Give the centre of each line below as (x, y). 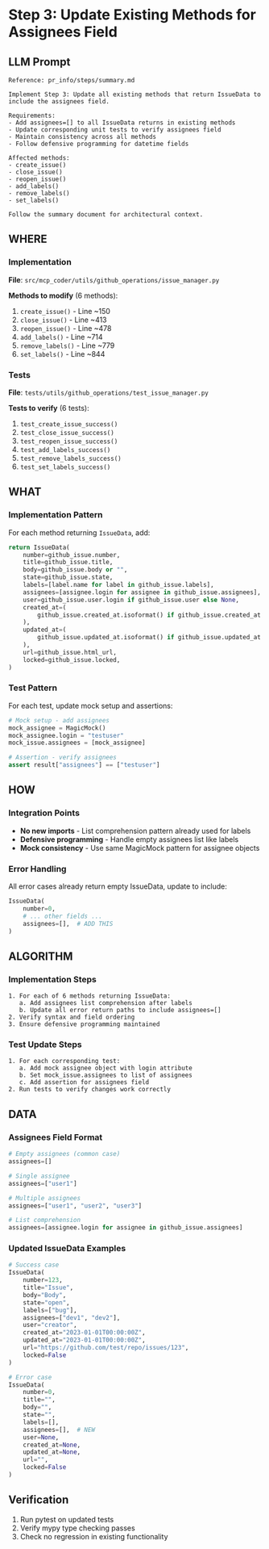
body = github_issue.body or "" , (75, 570)
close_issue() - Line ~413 (63, 320)
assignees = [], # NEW (59, 1430)
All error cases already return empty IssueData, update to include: (118, 886)
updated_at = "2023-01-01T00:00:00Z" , (85, 1340)
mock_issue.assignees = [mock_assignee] (77, 743)
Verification (39, 1500)
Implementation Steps (52, 979)
